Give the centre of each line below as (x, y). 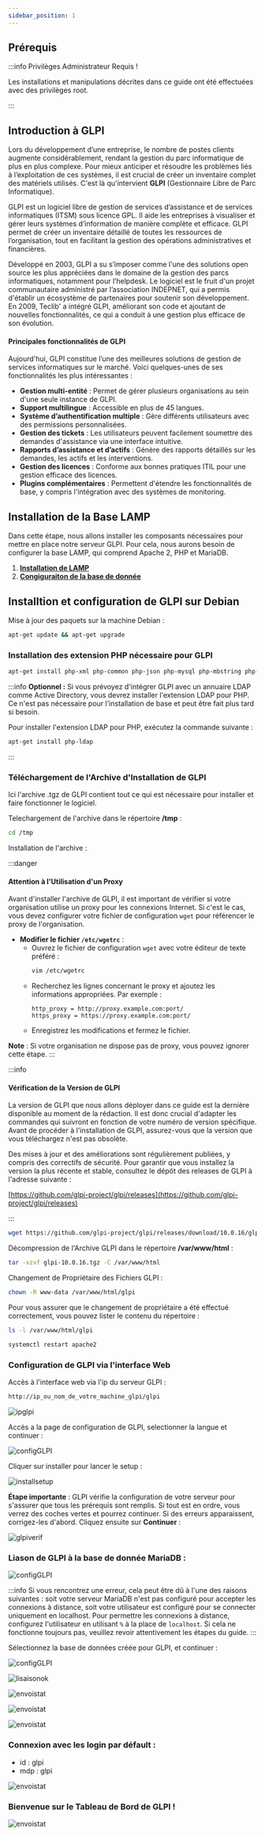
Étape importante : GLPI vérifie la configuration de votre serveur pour (121, 1497)
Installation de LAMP (54, 568)
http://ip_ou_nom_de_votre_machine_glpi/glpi (84, 1397)
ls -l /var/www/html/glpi (50, 1330)
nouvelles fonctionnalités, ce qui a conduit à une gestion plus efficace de (127, 315)
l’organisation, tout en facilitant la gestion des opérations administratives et (130, 241)
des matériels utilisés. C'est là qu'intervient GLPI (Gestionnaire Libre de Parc (132, 184)
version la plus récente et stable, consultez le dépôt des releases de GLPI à (130, 1171)
